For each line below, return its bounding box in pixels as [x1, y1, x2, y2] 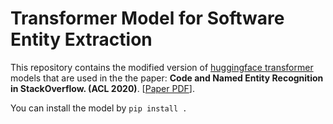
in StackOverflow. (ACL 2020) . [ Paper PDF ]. [10, 82, 195, 94]
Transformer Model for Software [10, 7, 285, 30]
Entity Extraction [10, 28, 153, 51]
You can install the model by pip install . [10, 102, 188, 114]
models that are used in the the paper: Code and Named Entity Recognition [10, 72, 324, 84]
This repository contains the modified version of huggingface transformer [10, 61, 314, 73]
